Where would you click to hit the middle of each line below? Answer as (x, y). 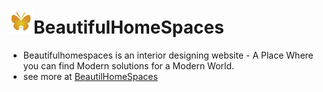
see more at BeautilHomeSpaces (90, 76)
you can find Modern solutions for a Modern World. (128, 65)
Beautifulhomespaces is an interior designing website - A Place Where (168, 55)
